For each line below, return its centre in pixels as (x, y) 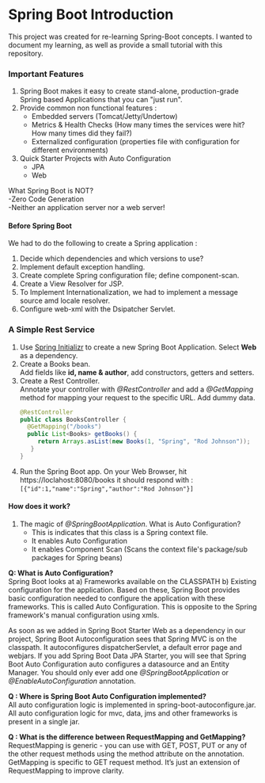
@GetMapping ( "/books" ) (64, 427)
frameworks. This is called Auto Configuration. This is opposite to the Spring (132, 607)
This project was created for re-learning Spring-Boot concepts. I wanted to (131, 36)
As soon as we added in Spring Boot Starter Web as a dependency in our (127, 631)
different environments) (70, 150)
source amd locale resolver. (65, 301)
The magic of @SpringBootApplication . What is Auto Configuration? (130, 524)
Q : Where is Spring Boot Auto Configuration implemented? (108, 697)
